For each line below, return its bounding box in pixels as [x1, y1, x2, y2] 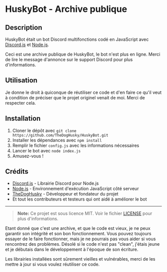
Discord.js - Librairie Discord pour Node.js [12, 180, 99, 187]
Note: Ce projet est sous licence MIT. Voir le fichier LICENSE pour [17, 210, 153, 216]
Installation [5, 114, 41, 123]
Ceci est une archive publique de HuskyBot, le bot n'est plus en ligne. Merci [5, 51, 161, 57]
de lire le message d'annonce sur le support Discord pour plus [5, 57, 133, 63]
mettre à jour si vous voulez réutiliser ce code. [5, 262, 100, 268]
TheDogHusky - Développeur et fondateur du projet [12, 191, 119, 197]
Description [5, 23, 42, 32]
